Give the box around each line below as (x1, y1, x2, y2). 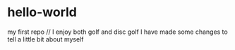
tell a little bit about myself (7, 35, 84, 43)
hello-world (7, 4, 78, 20)
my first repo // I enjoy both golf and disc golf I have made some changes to (7, 27, 228, 36)
